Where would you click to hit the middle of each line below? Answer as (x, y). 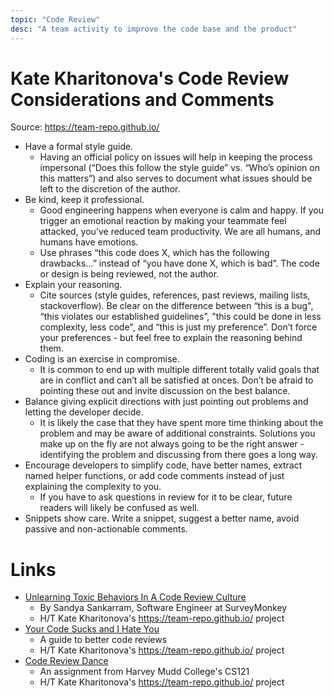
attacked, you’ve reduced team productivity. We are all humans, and (180, 232)
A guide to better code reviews (103, 640)
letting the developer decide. (84, 412)
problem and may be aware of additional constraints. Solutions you (177, 433)
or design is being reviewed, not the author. (129, 274)
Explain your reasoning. (73, 285)
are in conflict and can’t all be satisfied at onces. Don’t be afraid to (176, 380)
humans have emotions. (89, 242)
